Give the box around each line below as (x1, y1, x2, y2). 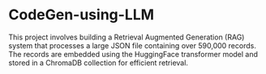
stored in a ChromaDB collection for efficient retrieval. (8, 58, 189, 68)
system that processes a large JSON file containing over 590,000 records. (8, 40, 257, 50)
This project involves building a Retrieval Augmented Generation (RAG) (8, 32, 245, 42)
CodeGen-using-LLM (8, 6, 155, 24)
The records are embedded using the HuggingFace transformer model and (8, 49, 258, 59)
